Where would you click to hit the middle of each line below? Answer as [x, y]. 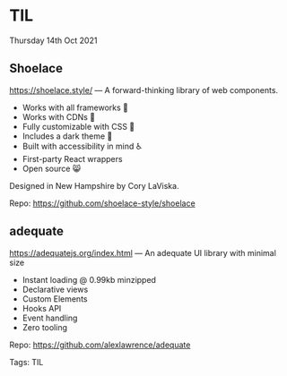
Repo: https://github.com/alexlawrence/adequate [100, 345]
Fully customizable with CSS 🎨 [78, 126]
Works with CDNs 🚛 [59, 116]
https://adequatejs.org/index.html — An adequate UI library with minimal [143, 252]
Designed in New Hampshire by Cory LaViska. [94, 185]
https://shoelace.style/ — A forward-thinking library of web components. [144, 90]
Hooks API [42, 308]
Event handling [50, 318]
